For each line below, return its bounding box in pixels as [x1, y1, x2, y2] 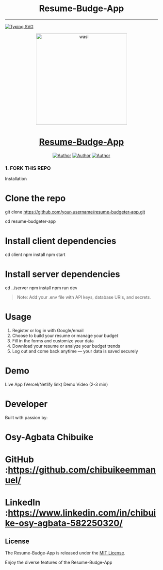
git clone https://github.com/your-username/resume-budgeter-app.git [5, 209, 146, 215]
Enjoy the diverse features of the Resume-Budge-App [5, 559, 113, 566]
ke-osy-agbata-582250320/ [5, 518, 123, 529]
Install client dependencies [5, 236, 116, 247]
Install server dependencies [5, 269, 120, 280]
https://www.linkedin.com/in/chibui [8, 508, 156, 518]
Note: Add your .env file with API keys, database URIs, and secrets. [16, 294, 151, 300]
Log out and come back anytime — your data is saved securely [12, 348, 138, 354]
